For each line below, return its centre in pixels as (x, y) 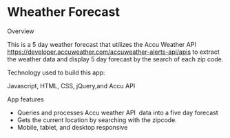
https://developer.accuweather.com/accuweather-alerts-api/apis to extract (114, 52)
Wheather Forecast (64, 12)
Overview (21, 31)
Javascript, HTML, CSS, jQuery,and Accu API (71, 86)
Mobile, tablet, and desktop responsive (72, 127)
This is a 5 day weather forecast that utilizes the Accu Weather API (102, 44)
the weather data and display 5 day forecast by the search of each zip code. (115, 59)
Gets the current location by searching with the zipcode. (97, 120)
